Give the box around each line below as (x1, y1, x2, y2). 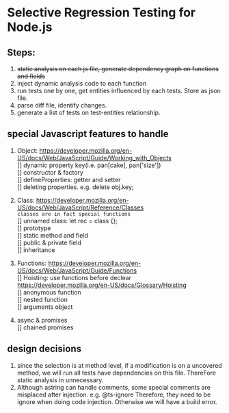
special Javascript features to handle (7, 128, 169, 140)
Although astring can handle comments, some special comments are (16, 383, 211, 391)
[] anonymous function (16, 288, 82, 296)
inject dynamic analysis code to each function (16, 79, 147, 87)
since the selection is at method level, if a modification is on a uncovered (16, 361, 222, 369)
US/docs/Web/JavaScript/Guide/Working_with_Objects (16, 153, 172, 162)
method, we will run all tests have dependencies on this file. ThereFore (16, 368, 217, 377)
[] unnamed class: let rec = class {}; (16, 216, 118, 225)
